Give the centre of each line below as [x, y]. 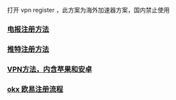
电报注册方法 [28, 29]
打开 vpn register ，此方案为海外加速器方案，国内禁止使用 [88, 10]
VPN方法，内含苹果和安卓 [49, 69]
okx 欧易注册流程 [35, 89]
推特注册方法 [28, 49]
